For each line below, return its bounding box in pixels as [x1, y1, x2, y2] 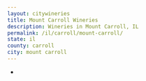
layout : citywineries [7, 10, 71, 17]
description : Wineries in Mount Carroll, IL [7, 23, 139, 30]
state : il [7, 36, 36, 43]
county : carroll [7, 42, 54, 49]
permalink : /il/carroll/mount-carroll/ [7, 29, 124, 37]
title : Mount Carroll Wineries [7, 17, 98, 24]
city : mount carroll [7, 49, 68, 56]
